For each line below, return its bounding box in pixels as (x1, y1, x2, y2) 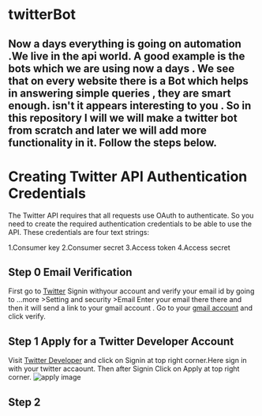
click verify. (8, 312, 46, 321)
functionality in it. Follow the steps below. (8, 136, 217, 149)
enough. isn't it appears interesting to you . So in (8, 99, 252, 112)
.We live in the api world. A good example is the (8, 49, 245, 62)
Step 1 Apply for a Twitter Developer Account (8, 335, 234, 348)
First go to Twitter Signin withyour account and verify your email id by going (8, 286, 255, 296)
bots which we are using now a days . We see (8, 62, 235, 75)
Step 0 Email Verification (8, 265, 133, 278)
